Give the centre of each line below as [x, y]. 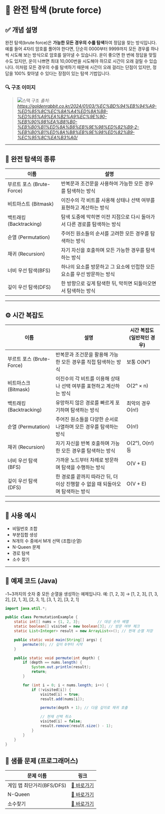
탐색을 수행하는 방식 [83, 467]
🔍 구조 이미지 [20, 87]
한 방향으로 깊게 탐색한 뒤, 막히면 [97, 283]
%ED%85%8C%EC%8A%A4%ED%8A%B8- [62, 111]
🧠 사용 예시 [21, 516]
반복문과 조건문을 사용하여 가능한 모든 [102, 184]
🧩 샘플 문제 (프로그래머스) [42, 761]
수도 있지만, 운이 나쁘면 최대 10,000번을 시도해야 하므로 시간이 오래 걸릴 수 [77, 61]
